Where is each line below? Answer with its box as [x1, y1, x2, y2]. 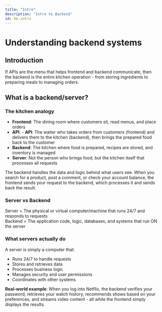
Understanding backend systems [5, 37, 142, 48]
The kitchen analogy [5, 108, 54, 114]
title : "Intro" [5, 7, 36, 12]
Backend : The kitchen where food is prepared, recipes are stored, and [12, 145, 153, 151]
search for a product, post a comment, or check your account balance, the [5, 175, 154, 181]
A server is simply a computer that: [5, 247, 75, 252]
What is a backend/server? [5, 93, 89, 102]
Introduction [5, 56, 44, 64]
